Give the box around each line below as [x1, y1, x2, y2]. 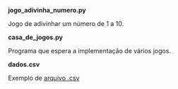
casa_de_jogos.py [8, 33, 63, 41]
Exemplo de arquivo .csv [8, 74, 80, 82]
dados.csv [8, 60, 40, 69]
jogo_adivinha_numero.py [8, 6, 87, 14]
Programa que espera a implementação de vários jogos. [8, 47, 172, 55]
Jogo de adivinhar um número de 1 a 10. [8, 20, 124, 27]
